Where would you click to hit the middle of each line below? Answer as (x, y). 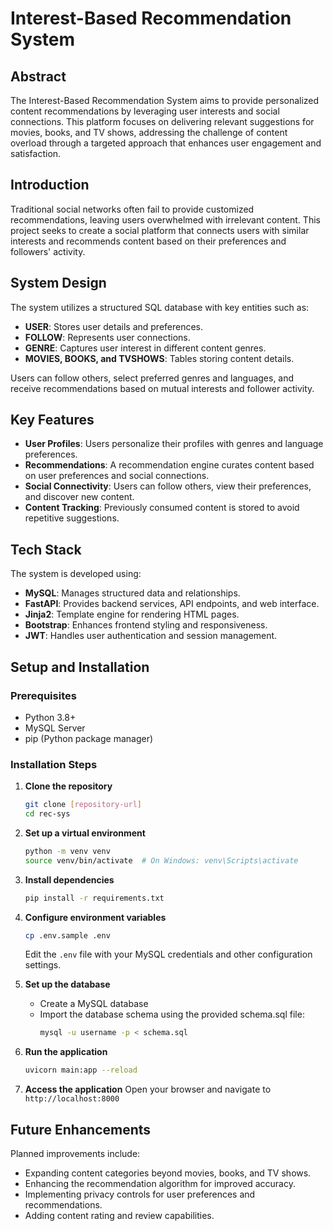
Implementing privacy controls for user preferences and (140, 1194)
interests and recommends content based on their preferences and (148, 241)
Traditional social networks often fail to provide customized (132, 209)
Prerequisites (43, 695)
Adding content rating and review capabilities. (119, 1216)
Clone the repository (68, 786)
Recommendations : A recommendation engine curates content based (169, 465)
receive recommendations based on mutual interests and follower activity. (162, 388)
